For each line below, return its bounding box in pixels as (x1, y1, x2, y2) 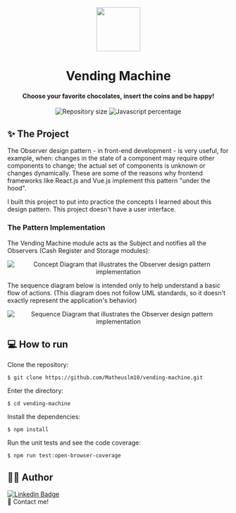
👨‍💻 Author (7, 471, 54, 483)
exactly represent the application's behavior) (7, 296, 137, 304)
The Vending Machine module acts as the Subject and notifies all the (7, 239, 206, 247)
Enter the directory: (7, 387, 63, 395)
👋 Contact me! (7, 497, 49, 506)
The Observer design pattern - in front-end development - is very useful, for (7, 147, 229, 155)
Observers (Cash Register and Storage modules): (7, 246, 150, 254)
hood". (7, 184, 27, 192)
